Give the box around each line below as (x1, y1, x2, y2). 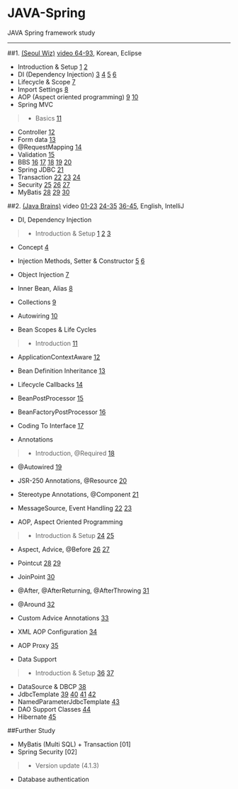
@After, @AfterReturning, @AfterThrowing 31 (17, 586, 149, 595)
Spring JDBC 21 (17, 165, 64, 174)
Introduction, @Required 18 (35, 449, 115, 457)
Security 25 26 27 (17, 180, 71, 189)
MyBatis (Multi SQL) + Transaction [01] (17, 739, 131, 749)
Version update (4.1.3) (35, 761, 99, 770)
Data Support (17, 654, 57, 664)
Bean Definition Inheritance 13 (17, 366, 106, 375)
